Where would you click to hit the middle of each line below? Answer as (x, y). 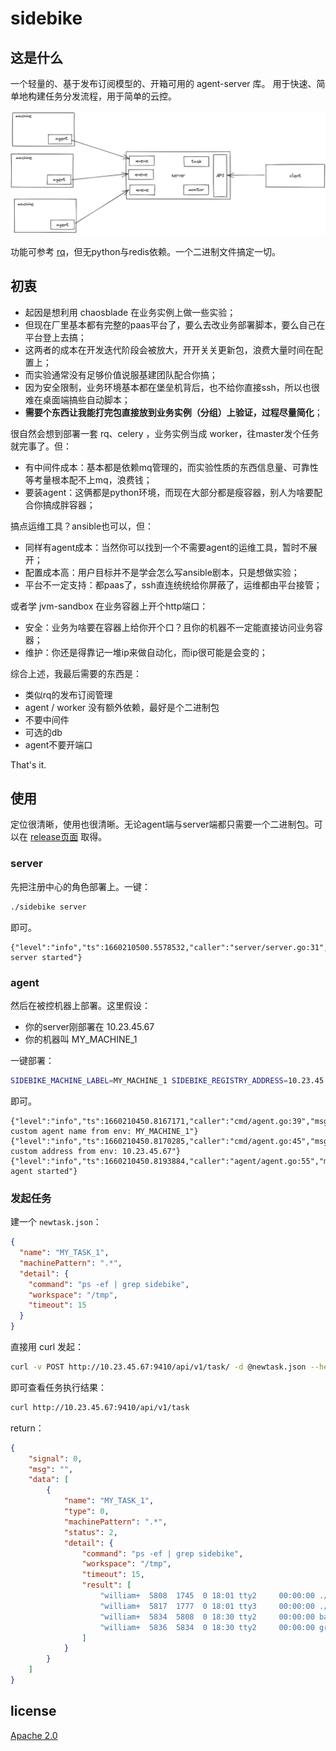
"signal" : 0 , (55, 1458)
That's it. (28, 764)
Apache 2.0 (34, 1735)
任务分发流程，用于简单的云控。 (110, 96)
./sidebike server (48, 907)
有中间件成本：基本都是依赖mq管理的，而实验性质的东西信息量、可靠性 (171, 467)
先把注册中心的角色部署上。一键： (80, 886)
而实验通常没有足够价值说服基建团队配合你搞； (121, 374)
